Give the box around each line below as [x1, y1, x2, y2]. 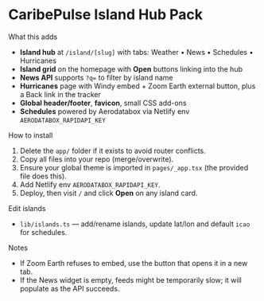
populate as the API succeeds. [19, 283, 120, 293]
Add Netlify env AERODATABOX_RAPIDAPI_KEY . [19, 179, 161, 189]
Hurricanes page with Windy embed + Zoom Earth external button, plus [19, 81, 256, 91]
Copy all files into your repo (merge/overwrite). [19, 154, 174, 164]
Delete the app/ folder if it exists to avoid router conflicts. [19, 146, 206, 155]
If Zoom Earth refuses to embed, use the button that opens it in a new [19, 258, 248, 268]
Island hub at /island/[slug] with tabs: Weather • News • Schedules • [19, 47, 254, 57]
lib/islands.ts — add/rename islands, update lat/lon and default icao [19, 219, 250, 229]
